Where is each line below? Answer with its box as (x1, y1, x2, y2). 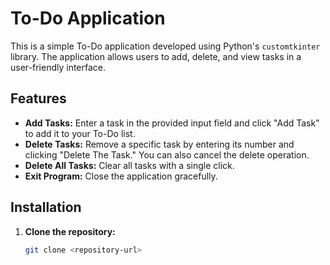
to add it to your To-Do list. (24, 127, 136, 139)
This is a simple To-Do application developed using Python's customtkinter (10, 40, 321, 52)
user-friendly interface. (10, 61, 107, 73)
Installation (10, 199, 82, 216)
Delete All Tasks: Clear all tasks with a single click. (24, 159, 235, 171)
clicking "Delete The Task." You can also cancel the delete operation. (24, 148, 310, 161)
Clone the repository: (24, 225, 116, 237)
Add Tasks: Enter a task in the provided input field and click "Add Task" (24, 117, 320, 129)
